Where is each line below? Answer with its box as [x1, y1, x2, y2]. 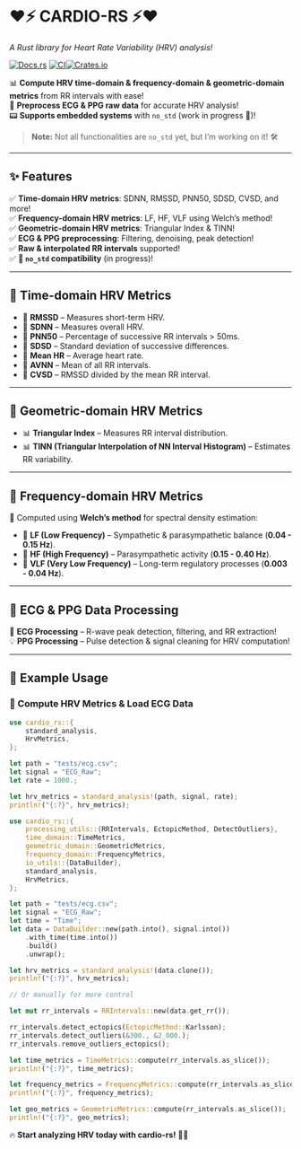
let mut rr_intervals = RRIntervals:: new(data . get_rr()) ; [9, 1006, 230, 1016]
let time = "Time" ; [9, 917, 82, 925]
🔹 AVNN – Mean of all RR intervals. [21, 359, 151, 370]
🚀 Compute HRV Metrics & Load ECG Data [9, 697, 194, 710]
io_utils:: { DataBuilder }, [25, 858, 123, 867]
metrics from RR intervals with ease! [9, 90, 145, 101]
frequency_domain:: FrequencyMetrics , [25, 850, 167, 859]
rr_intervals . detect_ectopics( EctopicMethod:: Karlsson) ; [9, 1023, 227, 1032]
